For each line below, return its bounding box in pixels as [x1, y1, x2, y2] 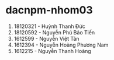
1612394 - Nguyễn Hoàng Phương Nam [13, 41, 109, 48]
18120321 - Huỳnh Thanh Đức [13, 23, 86, 30]
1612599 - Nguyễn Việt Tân [13, 35, 80, 42]
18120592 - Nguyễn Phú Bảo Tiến [13, 29, 95, 36]
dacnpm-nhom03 [5, 3, 93, 17]
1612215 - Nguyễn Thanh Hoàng [13, 47, 91, 54]
